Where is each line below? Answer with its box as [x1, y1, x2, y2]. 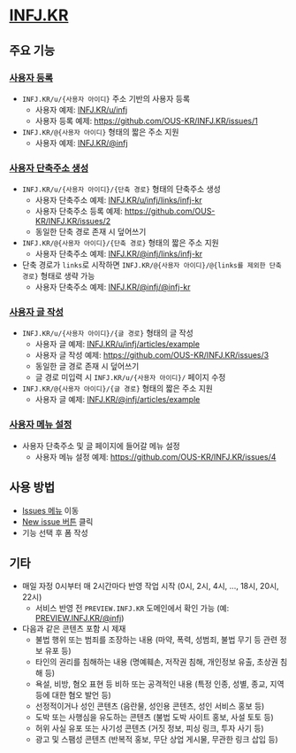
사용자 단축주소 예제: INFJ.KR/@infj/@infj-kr [34, 282, 191, 292]
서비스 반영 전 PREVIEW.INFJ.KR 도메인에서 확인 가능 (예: [34, 603, 230, 614]
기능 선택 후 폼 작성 [21, 527, 88, 538]
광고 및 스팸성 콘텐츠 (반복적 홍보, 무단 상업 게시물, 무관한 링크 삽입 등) [34, 734, 278, 745]
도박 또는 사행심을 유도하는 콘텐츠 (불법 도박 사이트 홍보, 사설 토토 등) [34, 712, 274, 723]
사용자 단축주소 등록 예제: [34, 206, 124, 217]
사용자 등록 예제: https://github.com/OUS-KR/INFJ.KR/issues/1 [34, 115, 258, 126]
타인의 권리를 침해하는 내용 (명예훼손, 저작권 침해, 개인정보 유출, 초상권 [34, 656, 278, 667]
